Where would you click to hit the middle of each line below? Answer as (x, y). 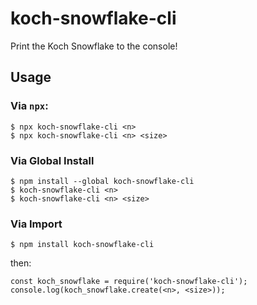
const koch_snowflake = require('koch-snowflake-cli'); (129, 282)
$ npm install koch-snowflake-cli (82, 245)
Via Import (36, 224)
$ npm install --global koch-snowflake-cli (102, 181)
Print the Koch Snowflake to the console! (94, 46)
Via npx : (29, 106)
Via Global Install (52, 160)
